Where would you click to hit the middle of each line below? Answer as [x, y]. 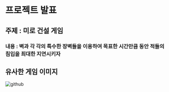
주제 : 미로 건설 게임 [34, 31]
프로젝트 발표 [31, 10]
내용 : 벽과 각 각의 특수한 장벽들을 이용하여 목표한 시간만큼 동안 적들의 [85, 46]
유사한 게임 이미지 [32, 72]
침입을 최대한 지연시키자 [33, 54]
